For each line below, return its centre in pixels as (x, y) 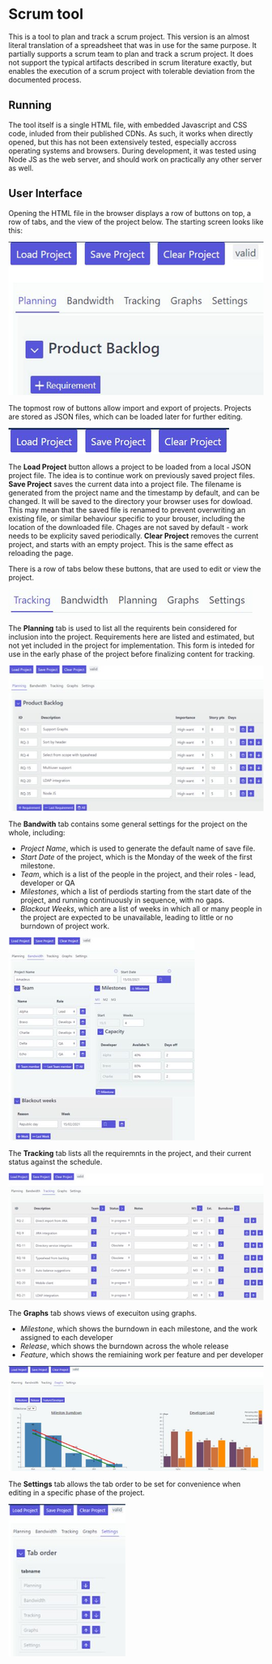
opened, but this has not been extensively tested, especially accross (123, 142)
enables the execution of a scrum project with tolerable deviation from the (132, 71)
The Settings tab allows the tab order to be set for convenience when (125, 1484)
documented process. (45, 80)
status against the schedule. (55, 1162)
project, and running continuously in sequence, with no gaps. (122, 900)
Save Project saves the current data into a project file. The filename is (125, 485)
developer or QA (47, 883)
